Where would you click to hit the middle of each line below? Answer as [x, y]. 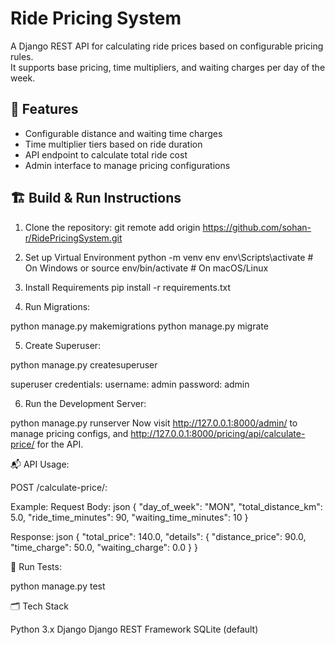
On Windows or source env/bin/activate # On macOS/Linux [146, 268]
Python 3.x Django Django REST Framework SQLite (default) [134, 629]
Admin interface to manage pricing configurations [127, 165]
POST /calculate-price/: [59, 487]
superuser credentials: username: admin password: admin [130, 384]
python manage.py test [58, 586]
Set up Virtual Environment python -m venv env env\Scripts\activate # [169, 257]
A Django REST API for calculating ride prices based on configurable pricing [167, 46]
